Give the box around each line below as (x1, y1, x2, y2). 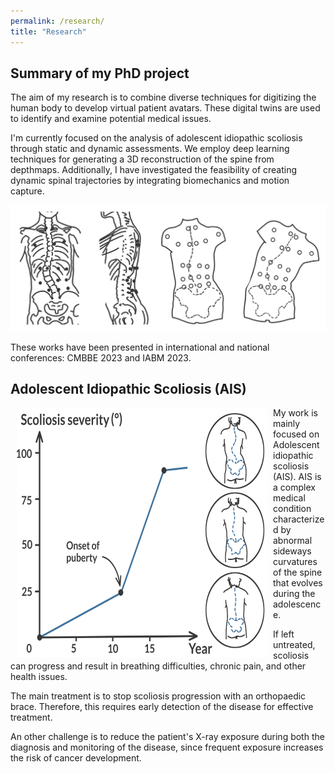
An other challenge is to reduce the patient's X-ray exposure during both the (10, 731, 325, 743)
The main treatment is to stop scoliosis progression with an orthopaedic (10, 690, 307, 702)
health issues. (10, 671, 68, 683)
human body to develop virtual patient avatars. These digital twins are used (10, 102, 321, 114)
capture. (10, 185, 45, 197)
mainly (273, 418, 301, 430)
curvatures (273, 556, 318, 568)
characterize (273, 513, 325, 525)
